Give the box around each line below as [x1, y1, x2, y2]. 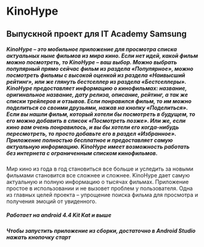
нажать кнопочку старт [6, 234, 72, 241]
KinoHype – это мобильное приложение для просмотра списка [6, 46, 178, 53]
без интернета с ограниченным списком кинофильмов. [6, 150, 158, 157]
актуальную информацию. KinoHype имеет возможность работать [6, 143, 190, 150]
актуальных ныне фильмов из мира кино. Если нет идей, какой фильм [6, 52, 198, 59]
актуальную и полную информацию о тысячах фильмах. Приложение [6, 178, 189, 185]
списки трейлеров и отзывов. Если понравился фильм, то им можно [6, 98, 192, 105]
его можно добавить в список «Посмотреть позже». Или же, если [6, 117, 186, 125]
